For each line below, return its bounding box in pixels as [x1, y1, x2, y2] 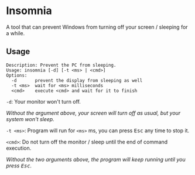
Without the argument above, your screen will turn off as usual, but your [6, 109, 181, 116]
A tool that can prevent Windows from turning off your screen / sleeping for [6, 23, 189, 30]
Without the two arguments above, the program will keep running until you [6, 156, 186, 163]
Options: [6, 72, 28, 78]
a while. [6, 29, 25, 36]
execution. [6, 145, 32, 152]
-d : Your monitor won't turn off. [6, 98, 81, 105]
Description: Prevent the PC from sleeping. [6, 62, 117, 68]
